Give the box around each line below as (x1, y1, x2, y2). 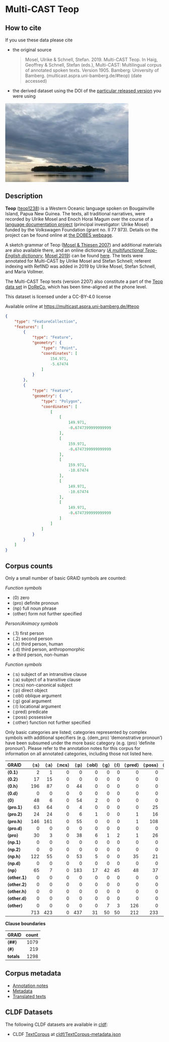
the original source (12, 47, 52, 52)
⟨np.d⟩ (7, 860, 21, 866)
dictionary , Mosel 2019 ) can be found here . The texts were (21, 252, 143, 258)
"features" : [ (14, 324, 44, 329)
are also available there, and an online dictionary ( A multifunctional (5, 247, 144, 253)
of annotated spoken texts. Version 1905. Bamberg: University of (25, 67, 159, 73)
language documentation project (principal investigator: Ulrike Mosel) (5, 221, 149, 227)
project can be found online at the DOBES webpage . (5, 232, 113, 238)
